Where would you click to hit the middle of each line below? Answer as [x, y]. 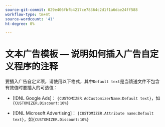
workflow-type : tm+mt [28, 14]
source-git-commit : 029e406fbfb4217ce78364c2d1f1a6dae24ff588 [71, 10]
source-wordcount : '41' [30, 19]
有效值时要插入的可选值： [32, 88]
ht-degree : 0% [20, 24]
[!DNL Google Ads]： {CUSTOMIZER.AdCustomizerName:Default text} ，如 [86, 98]
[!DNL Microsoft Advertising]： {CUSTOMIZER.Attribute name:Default [83, 113]
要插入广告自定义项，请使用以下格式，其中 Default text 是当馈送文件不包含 [82, 81]
